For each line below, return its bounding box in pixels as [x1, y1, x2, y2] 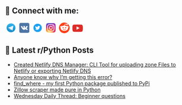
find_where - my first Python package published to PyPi [13, 80, 150, 87]
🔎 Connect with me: [5, 6, 79, 16]
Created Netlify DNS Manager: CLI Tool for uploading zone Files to [13, 61, 176, 68]
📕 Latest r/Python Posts [5, 45, 94, 55]
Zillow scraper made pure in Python [13, 86, 101, 93]
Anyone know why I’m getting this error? [13, 73, 113, 80]
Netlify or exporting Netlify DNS [13, 67, 91, 74]
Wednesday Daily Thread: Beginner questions [13, 92, 126, 99]
